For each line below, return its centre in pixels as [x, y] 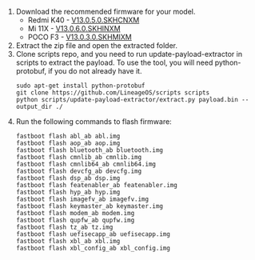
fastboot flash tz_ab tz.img [64, 227]
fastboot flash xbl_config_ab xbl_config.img [93, 248]
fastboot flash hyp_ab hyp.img [68, 192]
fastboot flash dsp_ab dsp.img [68, 178]
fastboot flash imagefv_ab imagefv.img [82, 199]
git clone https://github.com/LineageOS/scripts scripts [113, 93]
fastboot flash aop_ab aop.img [68, 143]
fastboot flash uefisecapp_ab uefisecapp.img [93, 234]
